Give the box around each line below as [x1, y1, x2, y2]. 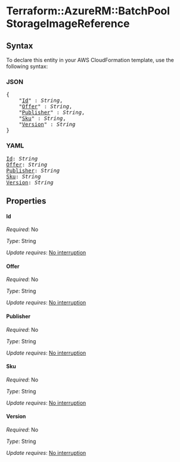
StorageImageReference [6, 17, 130, 30]
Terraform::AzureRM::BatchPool [6, 4, 170, 18]
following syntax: [6, 63, 48, 70]
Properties [6, 196, 46, 206]
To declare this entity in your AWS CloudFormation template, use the [6, 57, 174, 63]
